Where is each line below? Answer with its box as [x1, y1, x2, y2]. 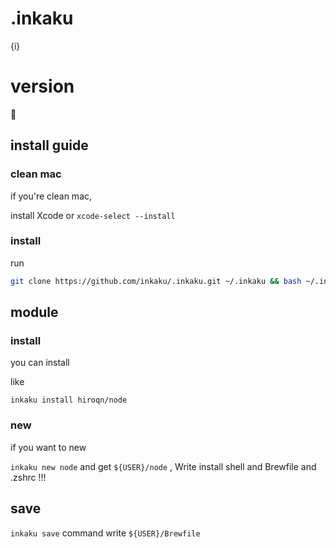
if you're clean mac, [10, 190, 93, 202]
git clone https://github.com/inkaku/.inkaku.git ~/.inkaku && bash [10, 276, 302, 286]
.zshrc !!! [10, 471, 47, 483]
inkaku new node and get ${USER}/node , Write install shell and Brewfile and [10, 460, 317, 472]
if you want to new [10, 441, 87, 453]
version [10, 75, 75, 98]
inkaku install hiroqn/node [10, 395, 128, 406]
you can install [10, 357, 70, 369]
